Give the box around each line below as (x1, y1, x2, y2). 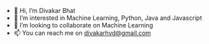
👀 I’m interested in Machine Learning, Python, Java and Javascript (13, 14, 202, 22)
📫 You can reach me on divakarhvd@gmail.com (13, 29, 152, 37)
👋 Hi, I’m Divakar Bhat (13, 7, 76, 14)
